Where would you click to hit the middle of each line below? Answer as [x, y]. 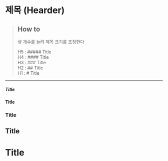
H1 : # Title [28, 73]
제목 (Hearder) [35, 10]
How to [29, 29]
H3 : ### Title [31, 62]
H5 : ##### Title [34, 52]
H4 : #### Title [33, 57]
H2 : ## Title [30, 68]
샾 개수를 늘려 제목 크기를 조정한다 [51, 42]
